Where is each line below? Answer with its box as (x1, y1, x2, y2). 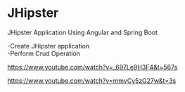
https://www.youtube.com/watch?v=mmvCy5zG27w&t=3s (7, 76, 177, 85)
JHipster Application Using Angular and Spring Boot (7, 28, 158, 37)
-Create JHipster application (7, 41, 90, 50)
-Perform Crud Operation (7, 49, 81, 58)
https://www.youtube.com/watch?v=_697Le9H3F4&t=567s (7, 63, 178, 71)
